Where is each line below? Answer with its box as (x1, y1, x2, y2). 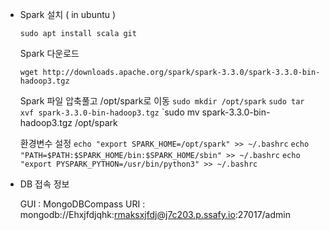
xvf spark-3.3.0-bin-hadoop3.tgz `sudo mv (19, 106, 200, 118)
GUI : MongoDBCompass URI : (19, 198, 146, 210)
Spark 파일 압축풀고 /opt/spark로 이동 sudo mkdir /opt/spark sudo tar (19, 95, 305, 107)
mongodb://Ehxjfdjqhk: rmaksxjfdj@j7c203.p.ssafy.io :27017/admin (19, 209, 291, 220)
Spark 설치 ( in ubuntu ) (19, 9, 117, 20)
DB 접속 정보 (19, 178, 70, 190)
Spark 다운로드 (19, 48, 80, 59)
